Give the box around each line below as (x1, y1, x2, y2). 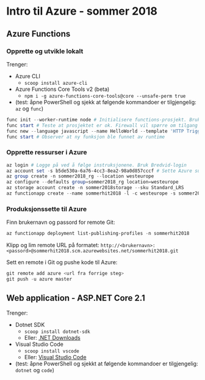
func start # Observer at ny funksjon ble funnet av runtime (6, 134, 165, 140)
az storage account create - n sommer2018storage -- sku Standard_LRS (6, 185, 184, 191)
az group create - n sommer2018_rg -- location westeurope (6, 173, 154, 179)
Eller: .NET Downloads (24, 334, 81, 341)
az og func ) (15, 105, 44, 112)
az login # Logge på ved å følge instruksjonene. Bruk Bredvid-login (6, 162, 187, 168)
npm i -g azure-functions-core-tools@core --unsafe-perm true (24, 93, 186, 99)
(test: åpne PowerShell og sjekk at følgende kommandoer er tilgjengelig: (15, 98, 196, 106)
